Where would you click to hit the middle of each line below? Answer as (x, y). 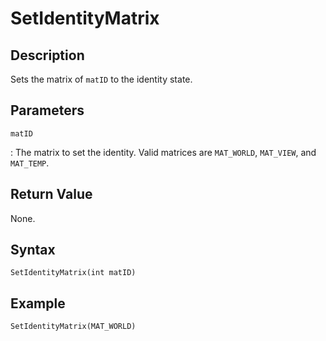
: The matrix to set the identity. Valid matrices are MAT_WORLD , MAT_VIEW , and (163, 152)
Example (38, 303)
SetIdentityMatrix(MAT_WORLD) (73, 327)
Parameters (47, 110)
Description (47, 55)
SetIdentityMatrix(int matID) (73, 273)
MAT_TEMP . (30, 163)
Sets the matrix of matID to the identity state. (101, 79)
